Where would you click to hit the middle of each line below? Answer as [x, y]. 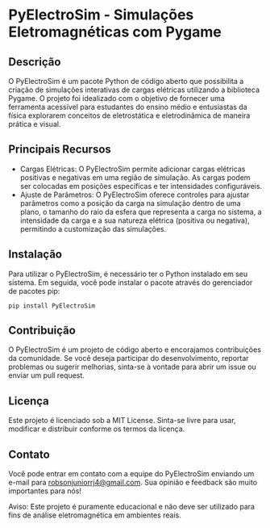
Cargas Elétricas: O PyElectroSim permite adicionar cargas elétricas [133, 169]
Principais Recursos [60, 150]
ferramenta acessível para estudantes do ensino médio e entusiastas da [128, 107]
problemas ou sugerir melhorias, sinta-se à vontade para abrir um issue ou [132, 367]
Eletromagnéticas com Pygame [115, 32]
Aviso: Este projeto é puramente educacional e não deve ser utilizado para [132, 507]
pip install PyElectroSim [52, 306]
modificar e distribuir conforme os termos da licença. [97, 429]
